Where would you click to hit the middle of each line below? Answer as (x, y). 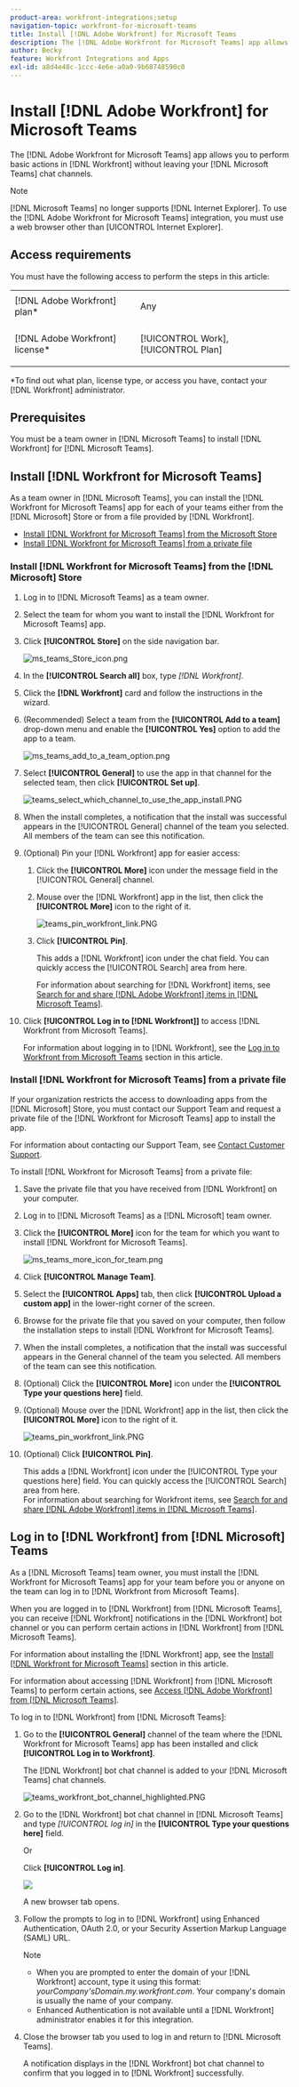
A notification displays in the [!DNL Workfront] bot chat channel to (143, 2063)
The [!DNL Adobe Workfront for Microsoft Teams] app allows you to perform (149, 154)
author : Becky (36, 51)
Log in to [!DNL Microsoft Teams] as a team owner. (116, 597)
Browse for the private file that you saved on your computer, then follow (154, 1320)
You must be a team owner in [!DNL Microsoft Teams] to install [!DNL (136, 439)
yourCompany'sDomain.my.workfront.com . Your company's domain (161, 1991)
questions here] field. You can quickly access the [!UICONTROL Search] (155, 1480)
